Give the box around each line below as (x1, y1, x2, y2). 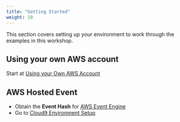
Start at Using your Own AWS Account (6, 70, 100, 77)
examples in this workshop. (6, 37, 73, 44)
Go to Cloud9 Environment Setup (14, 110, 96, 117)
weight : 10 (6, 14, 33, 20)
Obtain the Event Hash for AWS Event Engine (14, 103, 126, 110)
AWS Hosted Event (6, 87, 78, 97)
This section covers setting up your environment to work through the (6, 30, 175, 37)
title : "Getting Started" (6, 8, 70, 15)
